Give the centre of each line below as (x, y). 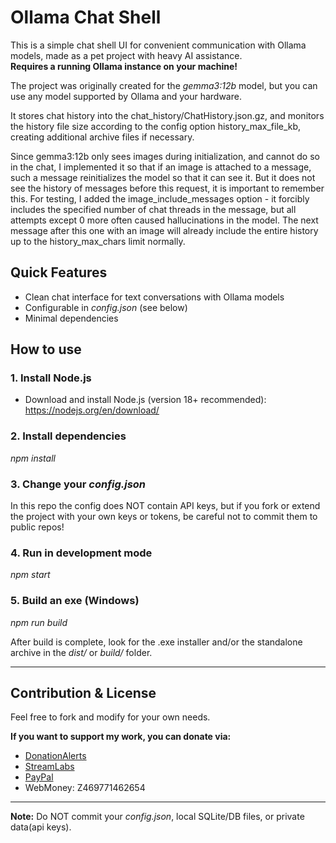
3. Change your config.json (78, 484)
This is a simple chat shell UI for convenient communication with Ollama (158, 45)
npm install (33, 458)
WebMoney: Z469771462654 (85, 788)
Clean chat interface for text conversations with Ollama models (154, 297)
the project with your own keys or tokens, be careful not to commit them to (164, 517)
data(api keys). (41, 827)
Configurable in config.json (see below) (106, 307)
